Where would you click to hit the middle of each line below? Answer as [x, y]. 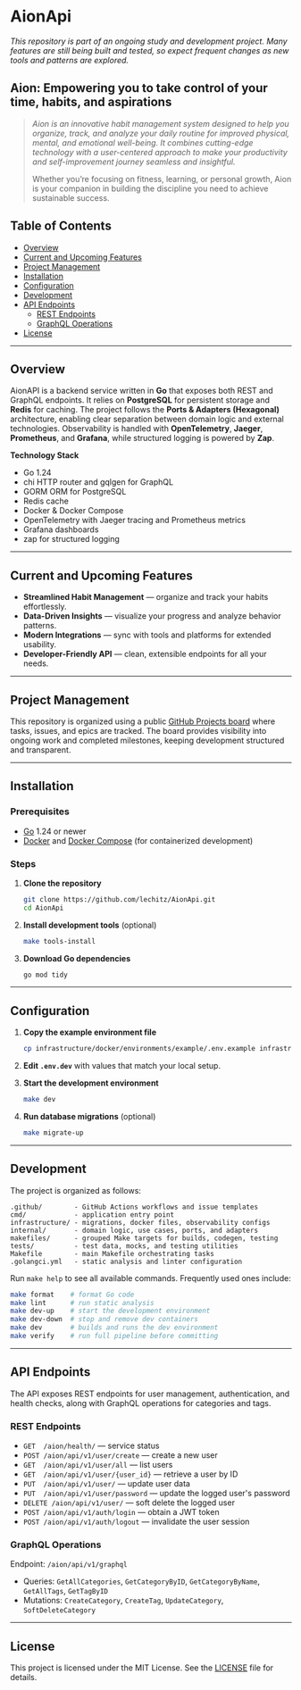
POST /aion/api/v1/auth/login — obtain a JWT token [121, 1512]
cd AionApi [43, 908]
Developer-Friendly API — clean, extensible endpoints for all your [145, 654]
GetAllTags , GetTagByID [65, 1591]
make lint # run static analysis [82, 1303]
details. [24, 1678]
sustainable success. [71, 197]
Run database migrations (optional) [89, 1117]
